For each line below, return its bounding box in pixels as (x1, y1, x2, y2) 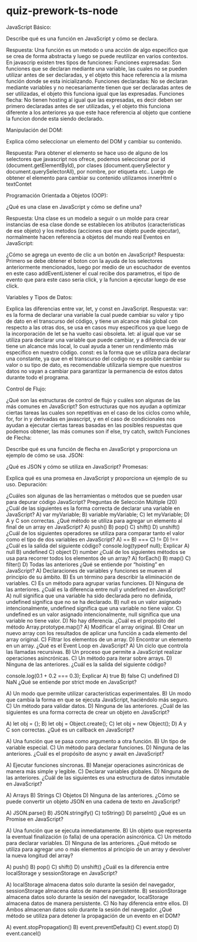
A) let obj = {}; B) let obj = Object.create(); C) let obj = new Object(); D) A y (6, 720, 187, 727)
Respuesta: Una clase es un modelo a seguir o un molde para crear (6, 215, 169, 222)
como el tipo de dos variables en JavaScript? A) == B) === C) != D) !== (6, 536, 179, 543)
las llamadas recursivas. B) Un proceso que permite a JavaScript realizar (6, 648, 182, 655)
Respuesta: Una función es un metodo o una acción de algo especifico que (6, 46, 188, 54)
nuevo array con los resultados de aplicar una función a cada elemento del (6, 629, 188, 636)
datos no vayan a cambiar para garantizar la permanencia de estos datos (6, 368, 183, 375)
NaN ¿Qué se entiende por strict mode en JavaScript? (6, 678, 137, 686)
